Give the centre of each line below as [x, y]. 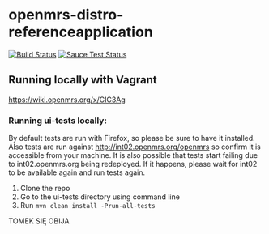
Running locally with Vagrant [83, 80]
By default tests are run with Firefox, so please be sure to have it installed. [132, 138]
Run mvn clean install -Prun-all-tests [88, 206]
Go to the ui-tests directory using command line [100, 197]
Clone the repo [45, 189]
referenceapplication [81, 32]
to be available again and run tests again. [77, 172]
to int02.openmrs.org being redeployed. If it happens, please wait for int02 [133, 164]
